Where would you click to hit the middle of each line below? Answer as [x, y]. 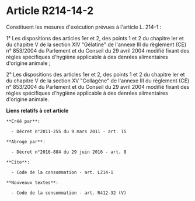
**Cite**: [18, 162]
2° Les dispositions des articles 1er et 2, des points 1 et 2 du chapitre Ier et [95, 74]
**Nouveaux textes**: [32, 182]
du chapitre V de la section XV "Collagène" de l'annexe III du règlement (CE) [98, 81]
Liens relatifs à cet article [37, 110]
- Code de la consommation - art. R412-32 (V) [69, 193]
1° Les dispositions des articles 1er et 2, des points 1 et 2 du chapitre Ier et [95, 38]
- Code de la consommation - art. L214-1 [62, 172]
